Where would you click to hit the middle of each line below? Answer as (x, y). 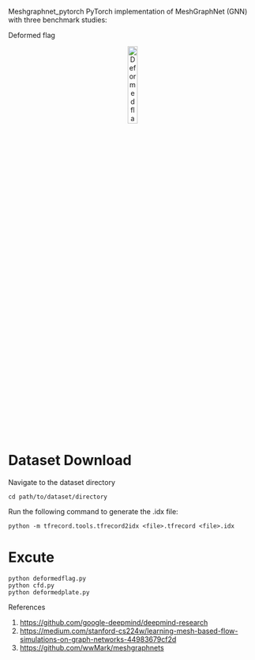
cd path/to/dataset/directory (58, 497)
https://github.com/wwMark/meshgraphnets (92, 647)
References (27, 607)
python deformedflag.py (47, 578)
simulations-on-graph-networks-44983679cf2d (98, 639)
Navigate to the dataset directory (62, 482)
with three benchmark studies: (58, 20)
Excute (32, 557)
